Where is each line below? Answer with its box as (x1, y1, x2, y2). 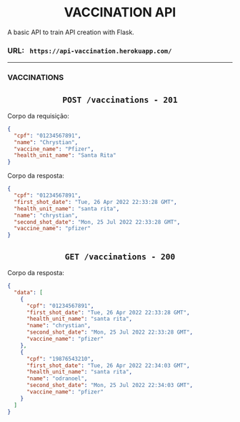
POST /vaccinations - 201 (62, 94, 178, 105)
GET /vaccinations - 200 (64, 251, 176, 262)
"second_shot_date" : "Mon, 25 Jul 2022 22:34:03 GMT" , (26, 382, 194, 389)
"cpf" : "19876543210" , (26, 355, 94, 362)
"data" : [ (14, 289, 43, 296)
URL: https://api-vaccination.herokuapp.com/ (7, 46, 172, 56)
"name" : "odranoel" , (26, 375, 88, 382)
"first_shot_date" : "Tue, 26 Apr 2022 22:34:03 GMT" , (26, 361, 191, 369)
